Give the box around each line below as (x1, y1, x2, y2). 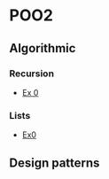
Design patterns (9, 155, 100, 170)
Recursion (9, 67, 55, 80)
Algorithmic (9, 41, 76, 56)
